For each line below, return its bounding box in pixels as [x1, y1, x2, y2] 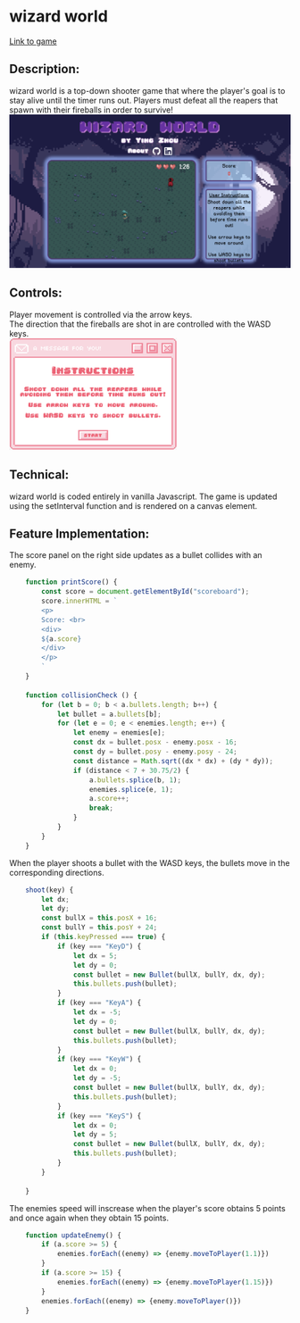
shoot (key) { [25, 886, 74, 894]
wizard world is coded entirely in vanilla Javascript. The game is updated [9, 491, 278, 502]
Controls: [9, 286, 62, 301]
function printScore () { [25, 578, 118, 587]
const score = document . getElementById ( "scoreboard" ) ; [41, 587, 250, 596]
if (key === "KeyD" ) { [56, 942, 142, 951]
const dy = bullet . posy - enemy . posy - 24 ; [72, 747, 238, 756]
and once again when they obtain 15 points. [9, 1212, 170, 1223]
